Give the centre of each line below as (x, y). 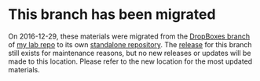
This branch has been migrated (112, 15)
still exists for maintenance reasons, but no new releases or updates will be (130, 53)
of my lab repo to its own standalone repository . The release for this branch (130, 44)
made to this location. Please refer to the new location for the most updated (130, 61)
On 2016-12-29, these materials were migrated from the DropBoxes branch (129, 36)
